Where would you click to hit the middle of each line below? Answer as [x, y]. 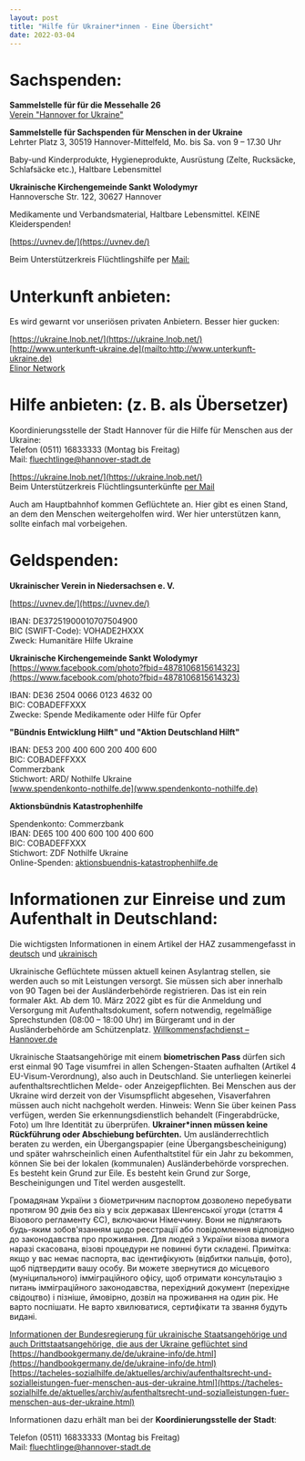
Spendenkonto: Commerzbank [67, 824]
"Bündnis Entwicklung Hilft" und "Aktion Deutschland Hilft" [125, 732]
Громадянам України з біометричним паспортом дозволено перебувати [151, 1200]
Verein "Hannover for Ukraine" [67, 115]
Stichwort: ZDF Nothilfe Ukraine [69, 853]
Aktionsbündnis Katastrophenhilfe [76, 807]
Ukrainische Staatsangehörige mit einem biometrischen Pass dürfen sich [147, 1057]
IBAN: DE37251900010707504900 [74, 622]
